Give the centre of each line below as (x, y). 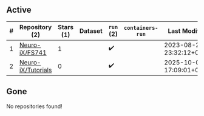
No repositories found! (34, 106)
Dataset (91, 31)
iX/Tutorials (36, 70)
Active (19, 10)
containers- (141, 28)
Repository (36, 27)
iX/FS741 (33, 52)
